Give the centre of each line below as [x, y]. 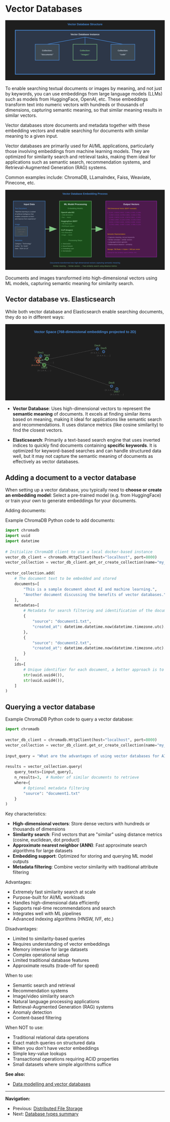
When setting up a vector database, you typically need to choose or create [83, 490]
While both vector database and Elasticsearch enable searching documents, [85, 311]
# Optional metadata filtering [56, 788]
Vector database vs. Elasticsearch [60, 300]
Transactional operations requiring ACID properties [66, 1059]
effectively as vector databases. [46, 462]
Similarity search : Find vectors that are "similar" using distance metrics [87, 834]
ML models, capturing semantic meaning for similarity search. [70, 283]
